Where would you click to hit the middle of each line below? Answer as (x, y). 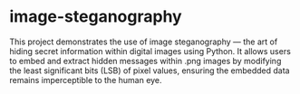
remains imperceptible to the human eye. (86, 80)
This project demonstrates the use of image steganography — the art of (144, 42)
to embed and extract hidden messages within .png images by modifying (145, 61)
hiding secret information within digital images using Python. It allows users (150, 51)
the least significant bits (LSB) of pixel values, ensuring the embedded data (150, 70)
